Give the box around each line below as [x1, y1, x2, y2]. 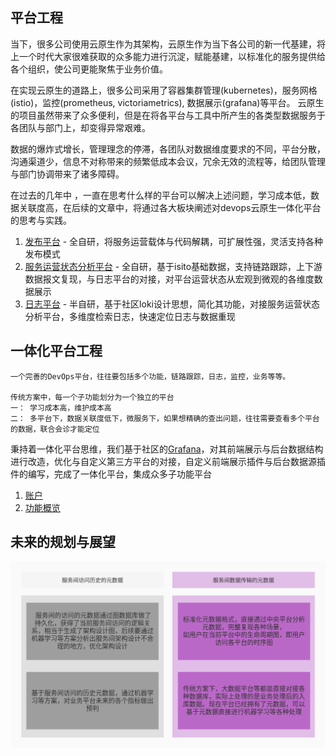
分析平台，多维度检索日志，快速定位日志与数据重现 [24, 310, 236, 322]
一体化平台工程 [10, 343, 103, 360]
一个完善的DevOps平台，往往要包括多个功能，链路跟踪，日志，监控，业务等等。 [10, 371, 291, 382]
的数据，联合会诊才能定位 [10, 424, 100, 434]
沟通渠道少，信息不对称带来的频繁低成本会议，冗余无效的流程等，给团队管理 [10, 155, 326, 167]
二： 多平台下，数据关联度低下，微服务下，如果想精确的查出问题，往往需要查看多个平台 [10, 413, 320, 423]
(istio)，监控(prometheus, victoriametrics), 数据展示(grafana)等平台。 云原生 [10, 96, 325, 108]
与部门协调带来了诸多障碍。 [10, 168, 125, 180]
